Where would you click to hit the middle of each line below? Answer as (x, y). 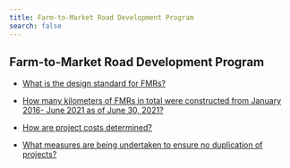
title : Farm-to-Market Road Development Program (102, 17)
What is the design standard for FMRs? (94, 84)
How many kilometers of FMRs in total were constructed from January (152, 101)
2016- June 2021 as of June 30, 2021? (93, 110)
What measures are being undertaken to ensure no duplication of (142, 145)
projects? (39, 155)
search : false (36, 26)
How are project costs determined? (87, 128)
